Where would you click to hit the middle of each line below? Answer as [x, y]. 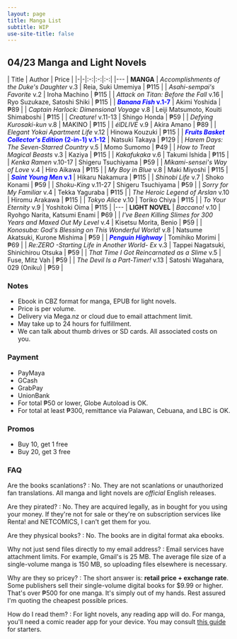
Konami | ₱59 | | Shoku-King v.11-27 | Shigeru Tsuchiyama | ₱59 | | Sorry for [118, 185]
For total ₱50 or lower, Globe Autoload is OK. [83, 403]
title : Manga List [34, 21]
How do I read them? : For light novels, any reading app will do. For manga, [116, 614]
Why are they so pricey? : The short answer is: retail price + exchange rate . [118, 578]
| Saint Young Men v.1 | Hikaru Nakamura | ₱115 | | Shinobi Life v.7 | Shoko [116, 177]
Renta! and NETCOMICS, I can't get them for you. [79, 522]
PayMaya [31, 373]
